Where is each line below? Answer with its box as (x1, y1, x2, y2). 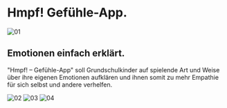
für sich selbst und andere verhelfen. (7, 80, 113, 89)
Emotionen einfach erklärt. (7, 47, 125, 59)
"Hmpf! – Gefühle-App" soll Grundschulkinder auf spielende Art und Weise (7, 65, 220, 74)
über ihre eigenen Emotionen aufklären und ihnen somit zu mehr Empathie (7, 73, 219, 81)
